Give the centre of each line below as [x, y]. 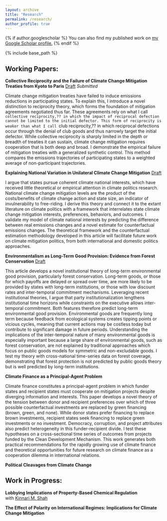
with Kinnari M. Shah [26, 498]
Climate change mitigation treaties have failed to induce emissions [73, 96]
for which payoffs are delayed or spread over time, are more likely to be [79, 282]
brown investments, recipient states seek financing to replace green [75, 418]
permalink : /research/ [29, 19]
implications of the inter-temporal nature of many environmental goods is [80, 335]
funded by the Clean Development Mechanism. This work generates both [81, 439]
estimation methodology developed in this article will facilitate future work [81, 236]
